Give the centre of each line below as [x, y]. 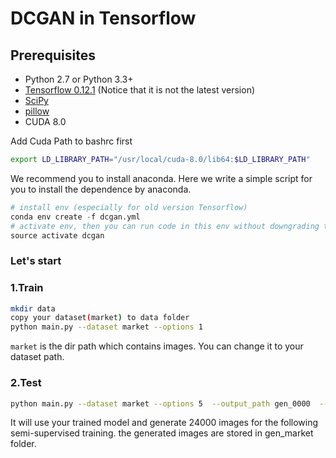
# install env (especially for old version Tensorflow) [129, 207]
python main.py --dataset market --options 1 [106, 327]
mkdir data [33, 308]
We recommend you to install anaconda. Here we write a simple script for [161, 178]
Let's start [36, 261]
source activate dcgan [57, 235]
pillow [37, 111]
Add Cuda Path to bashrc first [71, 141]
